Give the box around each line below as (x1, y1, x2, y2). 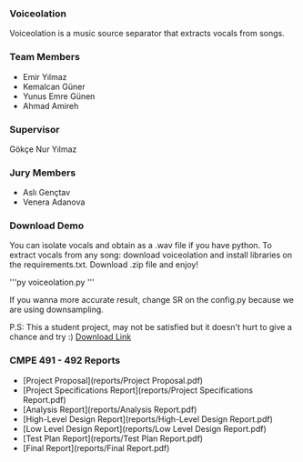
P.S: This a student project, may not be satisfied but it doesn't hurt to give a (9, 322, 293, 333)
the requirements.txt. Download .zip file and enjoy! (9, 259, 198, 270)
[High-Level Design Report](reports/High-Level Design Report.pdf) (22, 413, 273, 425)
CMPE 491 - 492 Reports (9, 354, 121, 367)
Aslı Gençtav (22, 187, 71, 198)
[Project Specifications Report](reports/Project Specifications (22, 385, 253, 396)
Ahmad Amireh (22, 100, 79, 111)
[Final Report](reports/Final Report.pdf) (22, 442, 170, 453)
